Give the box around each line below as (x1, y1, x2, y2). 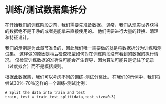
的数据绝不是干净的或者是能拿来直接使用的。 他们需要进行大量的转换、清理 (5, 28, 159, 34)
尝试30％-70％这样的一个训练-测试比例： (5, 80, 89, 86)
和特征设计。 (5, 34, 31, 40)
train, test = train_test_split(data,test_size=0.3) (5, 94, 116, 99)
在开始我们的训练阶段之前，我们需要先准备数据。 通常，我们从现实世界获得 (5, 22, 159, 28)
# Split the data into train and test (5, 90, 85, 95)
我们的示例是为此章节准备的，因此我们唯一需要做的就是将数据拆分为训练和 (5, 45, 157, 51)
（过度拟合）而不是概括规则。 (5, 63, 66, 69)
